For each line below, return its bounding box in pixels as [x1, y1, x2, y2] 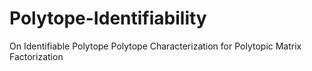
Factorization [9, 50, 64, 62]
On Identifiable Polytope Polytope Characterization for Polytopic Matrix [9, 40, 302, 52]
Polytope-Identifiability [9, 7, 207, 30]
